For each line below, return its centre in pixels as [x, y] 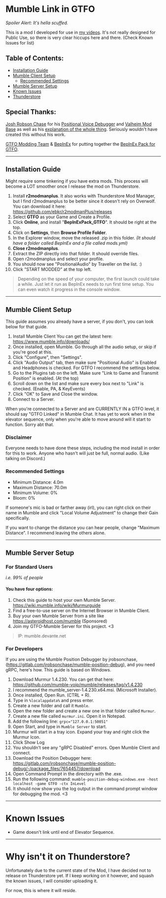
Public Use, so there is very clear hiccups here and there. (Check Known [79, 38]
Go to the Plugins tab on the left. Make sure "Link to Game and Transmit [85, 373]
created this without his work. [36, 134]
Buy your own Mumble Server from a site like [58, 616]
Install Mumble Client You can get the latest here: [63, 336]
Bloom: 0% [24, 498]
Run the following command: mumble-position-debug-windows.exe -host [85, 779]
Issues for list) [20, 42]
